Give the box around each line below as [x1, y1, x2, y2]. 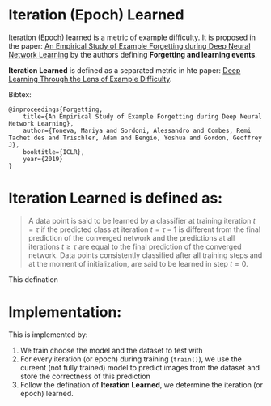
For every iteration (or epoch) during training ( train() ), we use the [19, 354, 243, 364]
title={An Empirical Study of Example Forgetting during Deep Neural [23, 112, 263, 121]
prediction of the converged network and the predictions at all [28, 233, 235, 242]
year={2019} [23, 155, 63, 163]
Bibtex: [8, 89, 32, 99]
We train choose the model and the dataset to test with [19, 345, 204, 355]
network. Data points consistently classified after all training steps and [28, 250, 263, 260]
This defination [8, 274, 59, 284]
